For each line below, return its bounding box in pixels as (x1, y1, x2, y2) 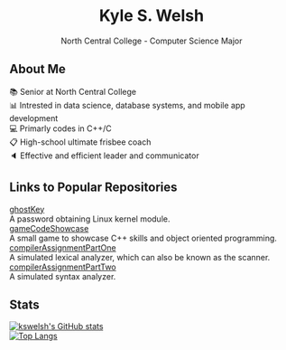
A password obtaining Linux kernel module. (9, 213, 171, 224)
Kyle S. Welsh (98, 5, 205, 26)
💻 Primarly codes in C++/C (9, 123, 113, 134)
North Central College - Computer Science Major (60, 35, 243, 46)
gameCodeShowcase (9, 222, 89, 233)
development (9, 112, 59, 123)
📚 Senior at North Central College (9, 86, 137, 97)
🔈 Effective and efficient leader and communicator (9, 150, 200, 161)
